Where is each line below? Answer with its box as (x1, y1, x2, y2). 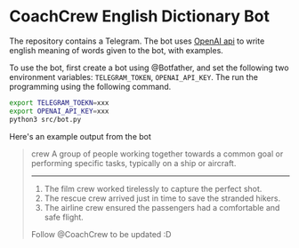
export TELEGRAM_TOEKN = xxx (9, 98, 109, 108)
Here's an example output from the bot (9, 131, 151, 141)
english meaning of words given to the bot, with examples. (9, 44, 224, 55)
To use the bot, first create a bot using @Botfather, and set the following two (9, 62, 289, 73)
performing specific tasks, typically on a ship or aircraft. (30, 157, 237, 168)
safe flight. (44, 212, 85, 222)
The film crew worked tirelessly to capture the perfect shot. (44, 183, 263, 194)
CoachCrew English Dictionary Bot (9, 6, 270, 27)
